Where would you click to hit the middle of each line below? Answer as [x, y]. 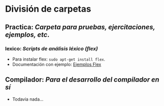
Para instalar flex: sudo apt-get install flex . [59, 59]
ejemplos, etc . [27, 34]
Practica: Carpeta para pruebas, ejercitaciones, [80, 27]
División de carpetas [48, 9]
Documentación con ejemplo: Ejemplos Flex [57, 64]
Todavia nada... [28, 99]
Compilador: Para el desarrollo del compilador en [82, 80]
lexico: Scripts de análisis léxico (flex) [52, 48]
